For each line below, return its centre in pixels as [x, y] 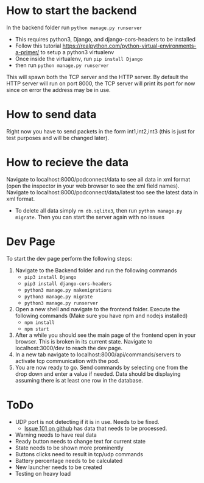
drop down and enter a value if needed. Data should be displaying [98, 374]
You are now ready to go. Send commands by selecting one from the [101, 367]
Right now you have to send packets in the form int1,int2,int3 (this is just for [100, 131]
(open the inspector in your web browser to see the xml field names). [93, 186]
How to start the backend [72, 11]
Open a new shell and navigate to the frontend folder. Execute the [97, 309]
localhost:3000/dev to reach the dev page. [69, 348]
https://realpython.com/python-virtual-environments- [129, 46]
